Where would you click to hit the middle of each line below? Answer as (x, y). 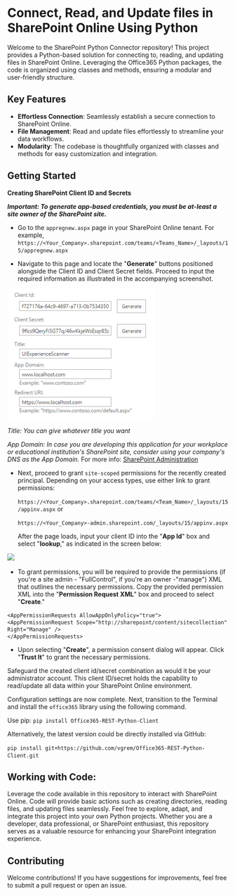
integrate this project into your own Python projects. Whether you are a (110, 817)
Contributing (36, 860)
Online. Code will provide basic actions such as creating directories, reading (117, 801)
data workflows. (41, 139)
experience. (25, 839)
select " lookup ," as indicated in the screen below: (89, 544)
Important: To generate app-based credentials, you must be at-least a (112, 206)
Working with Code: (52, 777)
